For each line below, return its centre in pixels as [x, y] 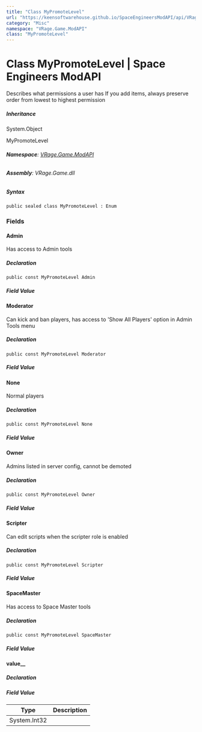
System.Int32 [28, 721]
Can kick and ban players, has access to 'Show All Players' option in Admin [99, 319]
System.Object [24, 129]
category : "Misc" [28, 23]
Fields [15, 222]
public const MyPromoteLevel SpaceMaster [59, 635]
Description [70, 710]
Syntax [16, 192]
